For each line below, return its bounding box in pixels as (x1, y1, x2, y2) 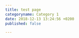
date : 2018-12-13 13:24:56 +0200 (5, 16, 75, 21)
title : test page (5, 7, 41, 12)
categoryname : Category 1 (5, 12, 59, 17)
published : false (5, 21, 41, 26)
